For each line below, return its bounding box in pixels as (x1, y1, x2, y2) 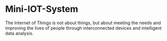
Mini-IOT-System (5, 3, 78, 15)
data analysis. (5, 30, 34, 36)
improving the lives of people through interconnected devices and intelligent (5, 25, 162, 31)
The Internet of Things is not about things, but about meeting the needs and (5, 20, 161, 26)
